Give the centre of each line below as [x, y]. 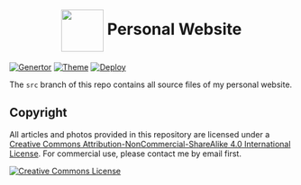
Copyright [38, 113]
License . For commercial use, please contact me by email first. [125, 154]
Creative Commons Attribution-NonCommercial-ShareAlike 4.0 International [150, 144]
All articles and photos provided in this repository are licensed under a [140, 134]
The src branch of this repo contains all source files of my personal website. [151, 84]
